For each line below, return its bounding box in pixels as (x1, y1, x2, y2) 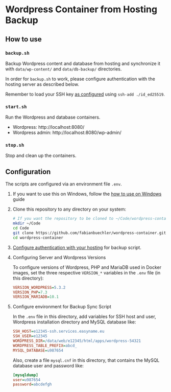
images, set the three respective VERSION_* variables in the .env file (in (12, 269, 161, 275)
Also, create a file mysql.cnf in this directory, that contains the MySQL (12, 357, 160, 363)
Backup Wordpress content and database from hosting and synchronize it (5, 60, 161, 66)
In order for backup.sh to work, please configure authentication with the (5, 76, 156, 82)
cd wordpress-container (12, 235, 64, 240)
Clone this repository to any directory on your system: (12, 206, 127, 213)
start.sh (5, 104, 27, 109)
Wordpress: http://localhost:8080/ (12, 124, 85, 130)
